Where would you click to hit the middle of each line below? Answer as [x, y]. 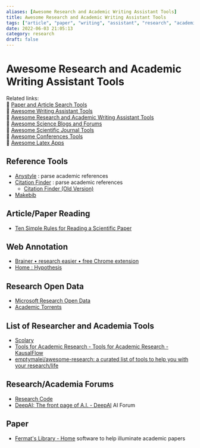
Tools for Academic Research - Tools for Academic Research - [91, 346]
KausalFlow [29, 353]
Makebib [26, 195]
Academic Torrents [38, 307]
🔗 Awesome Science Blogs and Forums [54, 124]
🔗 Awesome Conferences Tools [45, 136]
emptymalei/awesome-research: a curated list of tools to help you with [101, 359]
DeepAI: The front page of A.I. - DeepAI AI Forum [75, 405]
